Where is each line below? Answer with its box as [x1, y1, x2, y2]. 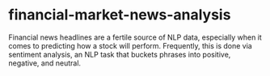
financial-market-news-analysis [8, 6, 231, 24]
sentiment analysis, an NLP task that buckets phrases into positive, [8, 49, 231, 59]
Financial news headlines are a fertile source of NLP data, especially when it [8, 32, 263, 42]
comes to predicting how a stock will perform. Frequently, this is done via [8, 40, 252, 50]
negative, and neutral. [8, 58, 82, 68]
